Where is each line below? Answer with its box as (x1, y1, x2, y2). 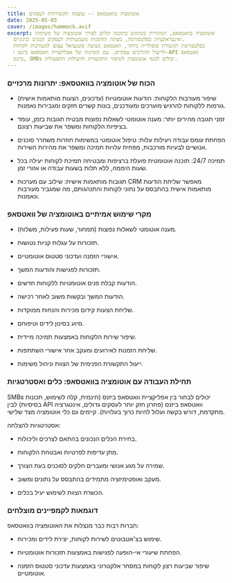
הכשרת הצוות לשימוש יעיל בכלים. (17, 488, 104, 496)
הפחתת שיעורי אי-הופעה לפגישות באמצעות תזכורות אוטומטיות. (17, 548, 182, 556)
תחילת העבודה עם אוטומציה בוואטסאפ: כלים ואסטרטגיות (7, 377, 192, 387)
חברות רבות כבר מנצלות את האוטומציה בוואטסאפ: (7, 521, 139, 530)
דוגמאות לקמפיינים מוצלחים (7, 505, 98, 515)
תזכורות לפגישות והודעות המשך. (17, 265, 101, 274)
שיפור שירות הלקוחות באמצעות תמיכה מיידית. (17, 332, 137, 341)
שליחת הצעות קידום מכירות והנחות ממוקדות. (17, 306, 134, 314)
